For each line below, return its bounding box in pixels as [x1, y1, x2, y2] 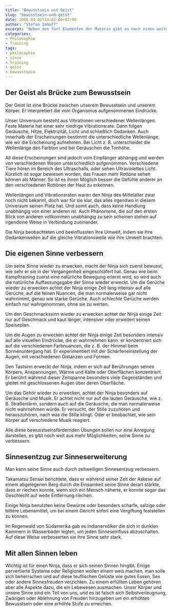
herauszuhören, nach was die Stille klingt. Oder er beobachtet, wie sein [5, 411, 156, 418]
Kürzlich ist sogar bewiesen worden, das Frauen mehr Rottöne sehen [5, 171, 151, 177]
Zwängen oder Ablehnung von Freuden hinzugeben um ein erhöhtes [5, 595, 150, 601]
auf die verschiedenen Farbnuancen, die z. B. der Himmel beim [5, 342, 138, 349]
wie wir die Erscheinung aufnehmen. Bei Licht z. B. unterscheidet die [5, 139, 150, 145]
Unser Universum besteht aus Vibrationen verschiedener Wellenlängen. [5, 117, 156, 124]
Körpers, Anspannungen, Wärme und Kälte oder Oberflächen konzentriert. [5, 369, 162, 375]
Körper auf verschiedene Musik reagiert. [5, 417, 91, 423]
